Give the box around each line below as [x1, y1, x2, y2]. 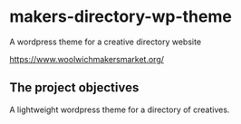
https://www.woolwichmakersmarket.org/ [9, 53, 165, 64]
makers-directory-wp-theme [9, 6, 233, 27]
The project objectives [9, 80, 140, 96]
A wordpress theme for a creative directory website [9, 36, 202, 47]
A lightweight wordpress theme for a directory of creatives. [9, 104, 230, 115]
